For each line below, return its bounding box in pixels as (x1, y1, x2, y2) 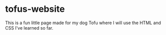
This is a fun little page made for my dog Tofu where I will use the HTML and (5, 20, 161, 26)
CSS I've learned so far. (5, 25, 54, 31)
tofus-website (5, 3, 65, 15)
